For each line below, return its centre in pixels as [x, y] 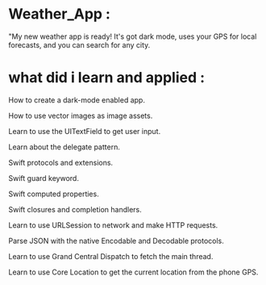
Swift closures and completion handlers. [75, 209]
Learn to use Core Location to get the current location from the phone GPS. [133, 272]
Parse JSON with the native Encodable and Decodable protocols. [116, 241]
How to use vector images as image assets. [81, 115]
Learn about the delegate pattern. [64, 147]
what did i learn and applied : [107, 78]
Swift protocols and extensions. [61, 162]
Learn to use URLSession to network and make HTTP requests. [113, 225]
